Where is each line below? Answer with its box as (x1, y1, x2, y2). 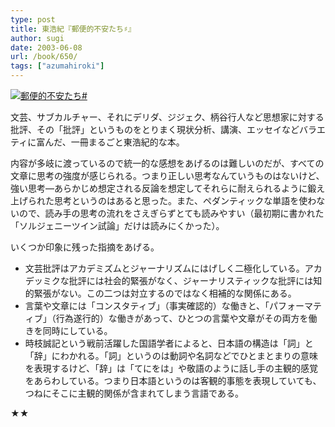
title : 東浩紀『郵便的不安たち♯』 (10, 24, 136, 34)
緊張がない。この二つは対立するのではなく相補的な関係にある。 (33, 287, 297, 299)
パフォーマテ (269, 300, 323, 311)
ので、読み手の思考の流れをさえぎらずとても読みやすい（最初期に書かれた (18, 207, 325, 219)
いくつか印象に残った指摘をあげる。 (10, 241, 160, 253)
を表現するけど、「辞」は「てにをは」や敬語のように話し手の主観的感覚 (24, 362, 319, 374)
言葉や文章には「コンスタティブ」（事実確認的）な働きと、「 (24, 300, 270, 311)
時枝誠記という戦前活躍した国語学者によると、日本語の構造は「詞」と (24, 337, 314, 349)
